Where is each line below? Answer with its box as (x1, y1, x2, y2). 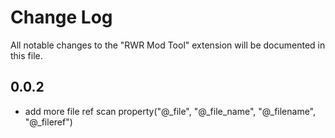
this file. (10, 49, 43, 61)
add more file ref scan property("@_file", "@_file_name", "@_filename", (24, 105, 317, 117)
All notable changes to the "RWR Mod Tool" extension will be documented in (10, 39, 326, 51)
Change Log (10, 6, 113, 29)
